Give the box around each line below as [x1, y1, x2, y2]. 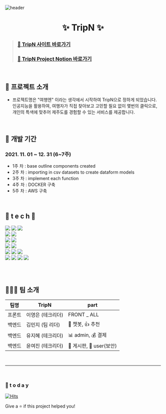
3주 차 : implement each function [12, 175, 79, 181]
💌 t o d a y [5, 382, 29, 389]
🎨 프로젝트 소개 [5, 82, 48, 91]
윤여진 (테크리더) [26, 342, 64, 349]
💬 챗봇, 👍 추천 [68, 320, 100, 327]
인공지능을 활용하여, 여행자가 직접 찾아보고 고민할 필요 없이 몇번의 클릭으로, [12, 103, 158, 109]
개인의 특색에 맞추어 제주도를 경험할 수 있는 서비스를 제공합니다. [12, 109, 135, 115]
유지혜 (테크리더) [26, 332, 64, 339]
